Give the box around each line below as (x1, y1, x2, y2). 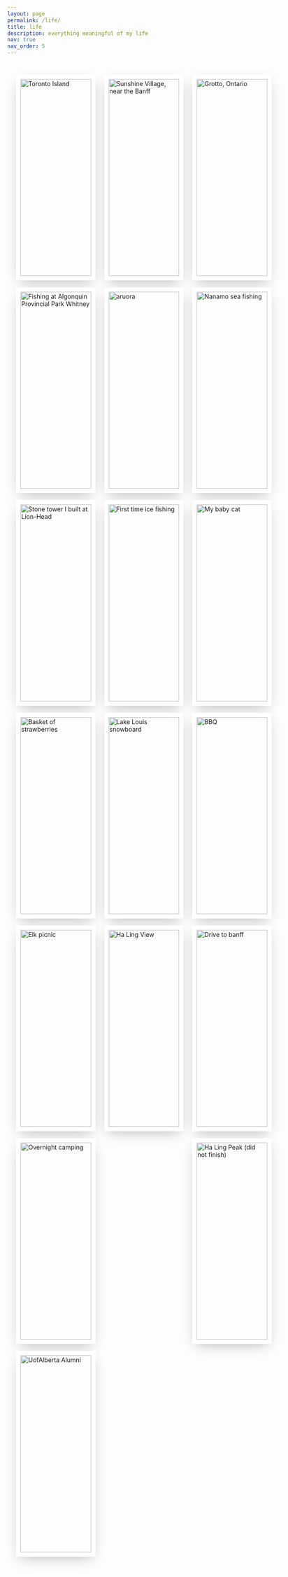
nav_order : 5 (7, 43, 45, 50)
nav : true (7, 36, 36, 43)
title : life (7, 23, 42, 30)
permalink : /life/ (7, 17, 61, 24)
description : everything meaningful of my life (7, 29, 149, 37)
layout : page (7, 10, 45, 18)
